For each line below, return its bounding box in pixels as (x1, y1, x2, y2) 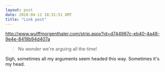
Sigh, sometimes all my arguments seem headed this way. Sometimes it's (5, 56, 160, 62)
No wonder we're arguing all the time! (17, 46, 97, 52)
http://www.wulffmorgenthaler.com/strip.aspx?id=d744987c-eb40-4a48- (5, 31, 160, 37)
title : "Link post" (5, 17, 47, 22)
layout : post (5, 7, 33, 13)
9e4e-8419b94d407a (5, 36, 50, 42)
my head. (5, 61, 25, 67)
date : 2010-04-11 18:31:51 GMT (5, 12, 72, 17)
